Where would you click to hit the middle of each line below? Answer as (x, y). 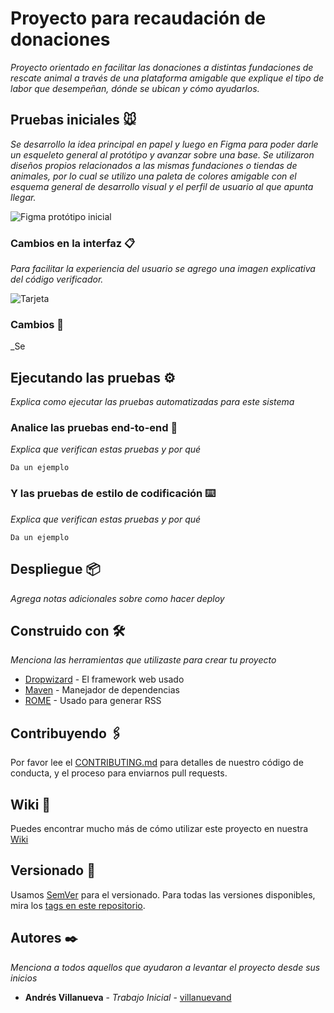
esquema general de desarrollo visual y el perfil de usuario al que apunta (162, 186)
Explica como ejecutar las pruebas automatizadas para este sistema (152, 402)
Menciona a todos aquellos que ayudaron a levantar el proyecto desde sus (165, 967)
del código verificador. (57, 279)
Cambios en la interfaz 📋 (73, 243)
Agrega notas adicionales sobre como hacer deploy (117, 598)
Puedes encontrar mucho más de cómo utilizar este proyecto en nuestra (159, 828)
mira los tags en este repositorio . (78, 905)
